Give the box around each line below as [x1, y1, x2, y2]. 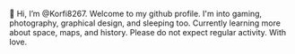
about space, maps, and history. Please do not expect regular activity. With [9, 27, 287, 37]
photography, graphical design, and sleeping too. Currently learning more [9, 18, 281, 28]
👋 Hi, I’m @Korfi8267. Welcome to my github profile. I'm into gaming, [9, 9, 263, 19]
